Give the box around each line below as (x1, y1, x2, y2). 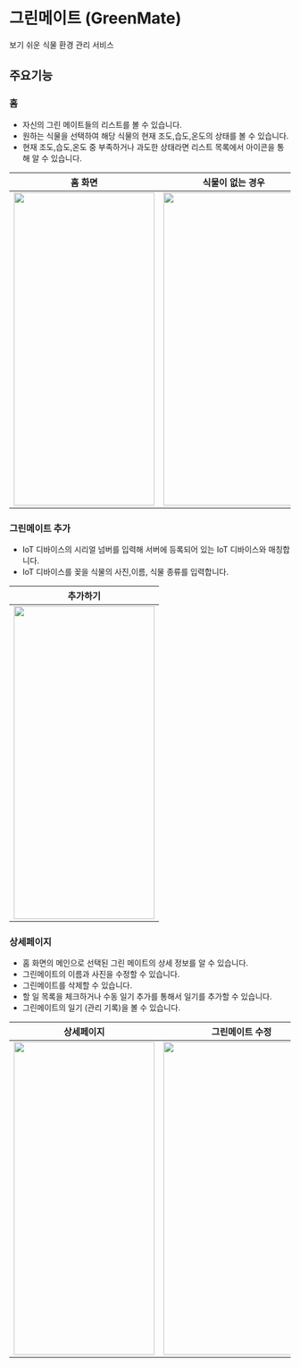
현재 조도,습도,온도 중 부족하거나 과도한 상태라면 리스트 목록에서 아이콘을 (21, 141, 275, 152)
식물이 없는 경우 (202, 176, 265, 189)
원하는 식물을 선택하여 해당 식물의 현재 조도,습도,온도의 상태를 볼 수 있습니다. (21, 131, 289, 141)
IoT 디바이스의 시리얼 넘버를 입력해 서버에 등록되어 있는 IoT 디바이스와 (21, 544, 267, 554)
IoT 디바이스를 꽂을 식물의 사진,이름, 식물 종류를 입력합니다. (21, 566, 229, 577)
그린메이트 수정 (211, 1025, 272, 1038)
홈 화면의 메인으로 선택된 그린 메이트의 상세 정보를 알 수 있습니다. (21, 958, 248, 968)
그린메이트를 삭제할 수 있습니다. (21, 980, 132, 991)
